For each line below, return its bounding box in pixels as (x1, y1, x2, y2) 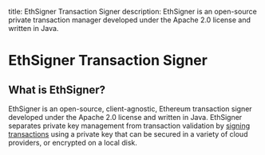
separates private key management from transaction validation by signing (8, 121, 251, 130)
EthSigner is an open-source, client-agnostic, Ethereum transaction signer (8, 104, 253, 114)
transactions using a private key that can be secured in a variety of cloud (8, 130, 248, 138)
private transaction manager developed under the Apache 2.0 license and (8, 15, 251, 25)
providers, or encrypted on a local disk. (8, 138, 138, 147)
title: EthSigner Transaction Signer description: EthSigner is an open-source (8, 7, 257, 16)
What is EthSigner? (8, 83, 106, 96)
